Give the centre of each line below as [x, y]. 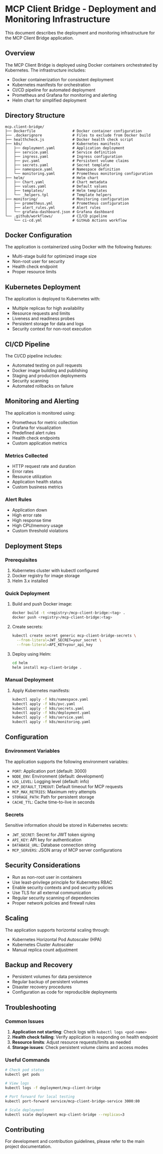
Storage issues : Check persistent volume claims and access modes [80, 1047]
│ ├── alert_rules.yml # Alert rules [53, 208]
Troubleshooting [31, 1007]
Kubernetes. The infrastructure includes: [46, 70]
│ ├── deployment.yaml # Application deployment [65, 148]
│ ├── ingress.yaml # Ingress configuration [64, 157]
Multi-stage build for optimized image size [54, 256]
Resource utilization [32, 477]
